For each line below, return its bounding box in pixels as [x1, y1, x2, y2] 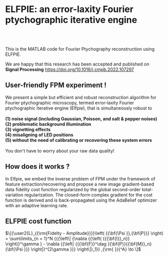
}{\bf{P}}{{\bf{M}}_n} [107, 241, 152, 247]
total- [141, 186, 153, 192]
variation [5, 192, 24, 198]
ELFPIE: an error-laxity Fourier [5, 4, 134, 15]
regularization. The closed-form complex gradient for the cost [24, 192, 153, 198]
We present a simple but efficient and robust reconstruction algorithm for [5, 94, 157, 100]
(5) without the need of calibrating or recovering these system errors [5, 137, 152, 143]
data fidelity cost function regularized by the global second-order [5, 186, 141, 192]
